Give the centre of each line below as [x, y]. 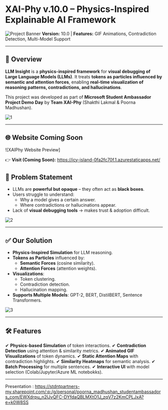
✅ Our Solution [29, 240]
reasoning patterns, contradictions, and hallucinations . [63, 87]
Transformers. [27, 300]
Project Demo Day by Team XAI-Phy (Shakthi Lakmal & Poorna [70, 102]
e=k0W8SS [17, 402]
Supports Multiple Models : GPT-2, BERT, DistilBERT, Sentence [77, 295]
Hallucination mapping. [43, 290]
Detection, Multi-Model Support [38, 39]
